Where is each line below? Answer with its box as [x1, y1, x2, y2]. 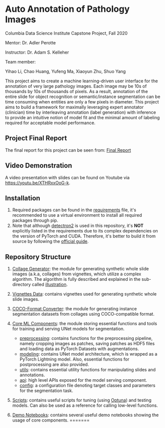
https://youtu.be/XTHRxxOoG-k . [5, 180, 70, 186]
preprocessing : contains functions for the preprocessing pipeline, [19, 335, 153, 341]
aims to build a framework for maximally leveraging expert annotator [5, 104, 144, 110]
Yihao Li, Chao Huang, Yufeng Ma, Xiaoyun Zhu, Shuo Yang [5, 68, 126, 74]
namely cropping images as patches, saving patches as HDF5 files [19, 341, 155, 347]
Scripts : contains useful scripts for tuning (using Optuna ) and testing [12, 397, 152, 403]
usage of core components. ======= [12, 417, 90, 423]
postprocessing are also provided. [19, 362, 89, 367]
